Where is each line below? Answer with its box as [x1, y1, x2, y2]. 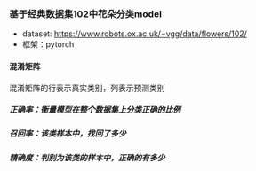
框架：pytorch [21, 39, 75, 50]
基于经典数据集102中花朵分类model [9, 7, 163, 19]
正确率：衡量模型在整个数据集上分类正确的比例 [9, 105, 180, 115]
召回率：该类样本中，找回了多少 [9, 128, 126, 139]
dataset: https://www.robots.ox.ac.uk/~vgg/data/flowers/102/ [21, 28, 247, 39]
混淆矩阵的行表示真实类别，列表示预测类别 [9, 82, 165, 93]
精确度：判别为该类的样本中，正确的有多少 [9, 152, 165, 163]
